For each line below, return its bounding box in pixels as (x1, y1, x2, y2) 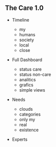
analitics (19, 76, 36, 82)
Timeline (12, 17, 29, 23)
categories (19, 111, 41, 117)
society (19, 37, 34, 43)
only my (19, 116, 35, 122)
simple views (19, 87, 45, 93)
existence (19, 127, 39, 133)
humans (19, 31, 35, 37)
